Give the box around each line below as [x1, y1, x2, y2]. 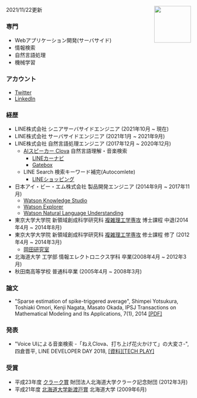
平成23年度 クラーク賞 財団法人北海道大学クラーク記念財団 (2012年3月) [14, 378, 188, 385]
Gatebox [32, 161, 53, 168]
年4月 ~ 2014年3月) [14, 238, 62, 245]
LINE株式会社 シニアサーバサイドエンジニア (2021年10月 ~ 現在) [14, 125, 169, 132]
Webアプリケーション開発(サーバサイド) [14, 37, 112, 44]
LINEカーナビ [32, 155, 64, 162]
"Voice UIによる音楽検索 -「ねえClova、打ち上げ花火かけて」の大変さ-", [14, 340, 189, 347]
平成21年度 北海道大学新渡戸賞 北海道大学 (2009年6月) [14, 386, 147, 393]
